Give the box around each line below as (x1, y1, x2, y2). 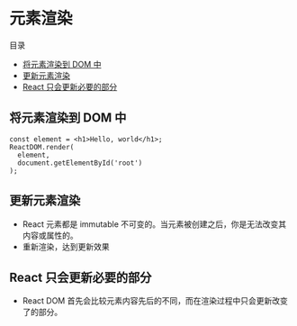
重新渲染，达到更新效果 (22, 240, 110, 252)
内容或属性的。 (22, 230, 78, 240)
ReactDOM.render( (9, 142, 75, 151)
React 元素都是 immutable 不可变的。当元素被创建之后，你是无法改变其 (22, 218, 286, 230)
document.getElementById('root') (17, 158, 143, 168)
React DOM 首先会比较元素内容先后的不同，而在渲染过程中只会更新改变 (22, 295, 288, 306)
